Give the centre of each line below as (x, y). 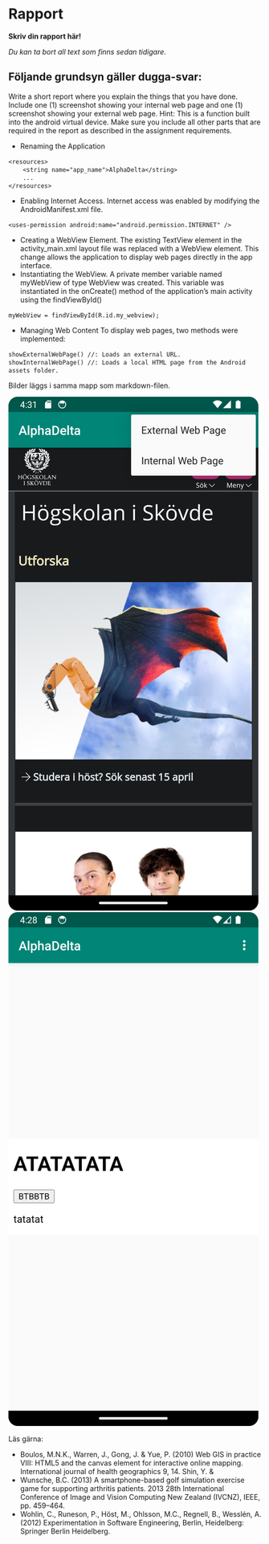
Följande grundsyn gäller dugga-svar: (105, 77)
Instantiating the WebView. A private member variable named (121, 274)
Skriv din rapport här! (45, 36)
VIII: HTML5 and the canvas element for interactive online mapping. (131, 1463)
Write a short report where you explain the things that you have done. (123, 96)
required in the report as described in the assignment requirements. (120, 130)
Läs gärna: (26, 1439)
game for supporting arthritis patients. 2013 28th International (122, 1488)
